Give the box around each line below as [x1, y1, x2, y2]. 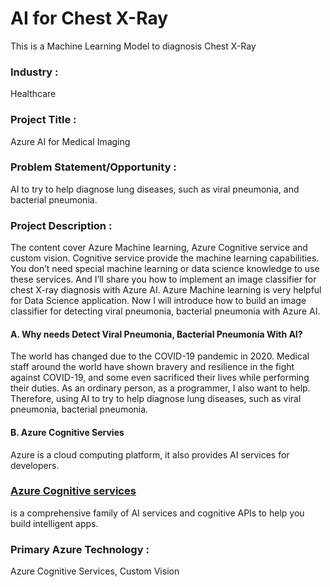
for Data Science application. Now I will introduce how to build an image [10, 295, 307, 307]
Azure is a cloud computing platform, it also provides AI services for [10, 448, 290, 461]
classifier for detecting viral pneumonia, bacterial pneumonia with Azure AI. [10, 305, 321, 317]
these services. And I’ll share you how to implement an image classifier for [10, 273, 317, 286]
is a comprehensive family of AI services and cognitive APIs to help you [10, 507, 305, 519]
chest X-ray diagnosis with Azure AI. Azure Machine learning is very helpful [10, 284, 322, 296]
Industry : [10, 65, 59, 79]
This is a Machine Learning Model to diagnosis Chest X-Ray [10, 40, 257, 52]
